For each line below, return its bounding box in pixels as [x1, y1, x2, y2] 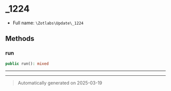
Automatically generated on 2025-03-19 [17, 79, 103, 86]
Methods [5, 34, 35, 43]
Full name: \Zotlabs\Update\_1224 [12, 20, 84, 26]
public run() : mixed [5, 61, 49, 66]
